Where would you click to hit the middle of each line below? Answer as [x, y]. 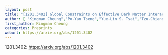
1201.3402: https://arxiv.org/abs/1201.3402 [49, 47]
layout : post [19, 10]
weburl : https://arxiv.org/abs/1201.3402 [49, 33]
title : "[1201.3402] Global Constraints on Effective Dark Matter [76, 14]
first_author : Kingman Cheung [37, 24]
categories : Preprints [29, 28]
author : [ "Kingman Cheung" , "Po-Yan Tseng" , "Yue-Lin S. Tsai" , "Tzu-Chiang [85, 19]
